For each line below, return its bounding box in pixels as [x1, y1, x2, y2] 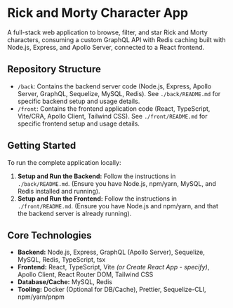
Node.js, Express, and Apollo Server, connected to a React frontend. [7, 43, 205, 51]
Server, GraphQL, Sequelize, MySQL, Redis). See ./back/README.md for [17, 89, 221, 98]
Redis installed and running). [17, 187, 100, 195]
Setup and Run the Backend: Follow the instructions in [17, 172, 176, 180]
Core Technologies [7, 229, 93, 241]
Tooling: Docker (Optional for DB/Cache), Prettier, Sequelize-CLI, [17, 286, 206, 294]
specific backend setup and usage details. [17, 97, 140, 105]
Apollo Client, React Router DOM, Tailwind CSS [17, 270, 154, 279]
